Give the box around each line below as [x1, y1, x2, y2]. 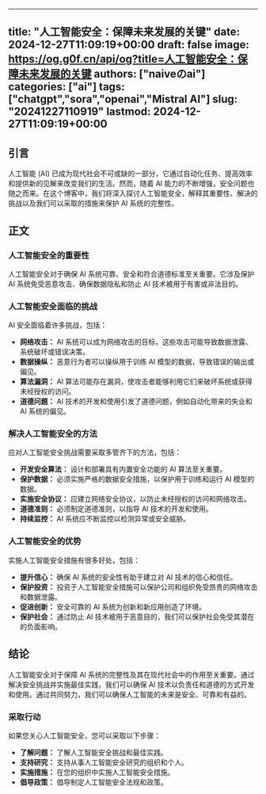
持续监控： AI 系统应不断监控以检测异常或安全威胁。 [19, 514, 191, 524]
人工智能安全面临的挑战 [8, 300, 97, 311]
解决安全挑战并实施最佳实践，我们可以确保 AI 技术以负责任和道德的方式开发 [8, 679, 255, 689]
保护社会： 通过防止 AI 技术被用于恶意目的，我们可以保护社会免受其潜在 [19, 612, 255, 621]
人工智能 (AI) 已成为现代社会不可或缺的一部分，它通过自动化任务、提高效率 [8, 169, 253, 178]
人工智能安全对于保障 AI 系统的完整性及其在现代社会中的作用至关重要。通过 [8, 670, 255, 679]
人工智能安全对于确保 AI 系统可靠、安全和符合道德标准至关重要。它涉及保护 [8, 269, 255, 278]
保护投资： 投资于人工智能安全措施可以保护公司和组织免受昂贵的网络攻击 [19, 582, 258, 591]
